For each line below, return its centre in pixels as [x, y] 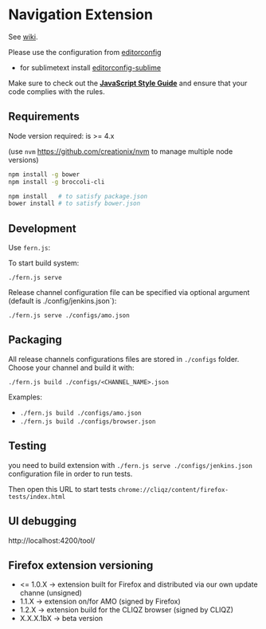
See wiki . [23, 37]
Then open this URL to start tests [63, 489]
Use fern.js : [29, 248]
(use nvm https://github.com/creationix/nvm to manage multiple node [121, 151]
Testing [27, 446]
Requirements [44, 117]
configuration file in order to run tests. [70, 474]
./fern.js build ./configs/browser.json [88, 421]
